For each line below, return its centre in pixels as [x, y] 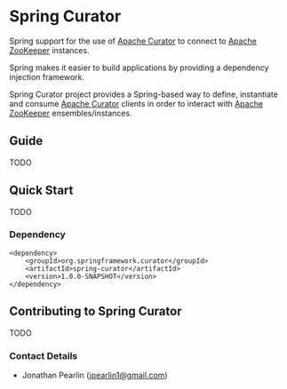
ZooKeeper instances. [50, 50]
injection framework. [47, 76]
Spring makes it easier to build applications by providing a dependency [139, 67]
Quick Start [41, 191]
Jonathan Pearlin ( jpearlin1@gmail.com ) [95, 375]
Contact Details [44, 355]
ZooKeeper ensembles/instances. [71, 113]
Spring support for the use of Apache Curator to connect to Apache [133, 41]
